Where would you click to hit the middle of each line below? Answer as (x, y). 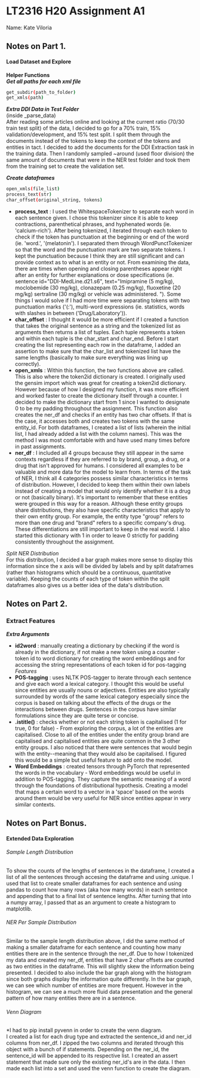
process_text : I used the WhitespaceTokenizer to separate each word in (104, 211)
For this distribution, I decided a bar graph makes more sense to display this (99, 560)
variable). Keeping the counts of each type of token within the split (88, 579)
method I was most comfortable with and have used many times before (102, 440)
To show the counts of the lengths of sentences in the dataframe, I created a (100, 871)
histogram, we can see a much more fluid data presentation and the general (99, 991)
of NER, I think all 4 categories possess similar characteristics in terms (101, 478)
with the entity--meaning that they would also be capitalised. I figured (101, 753)
